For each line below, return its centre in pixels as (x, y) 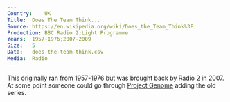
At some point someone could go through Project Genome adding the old (112, 85)
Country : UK (29, 13)
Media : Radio (28, 59)
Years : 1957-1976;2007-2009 (49, 39)
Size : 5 (21, 45)
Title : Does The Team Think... (54, 20)
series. (17, 92)
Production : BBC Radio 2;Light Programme (68, 33)
